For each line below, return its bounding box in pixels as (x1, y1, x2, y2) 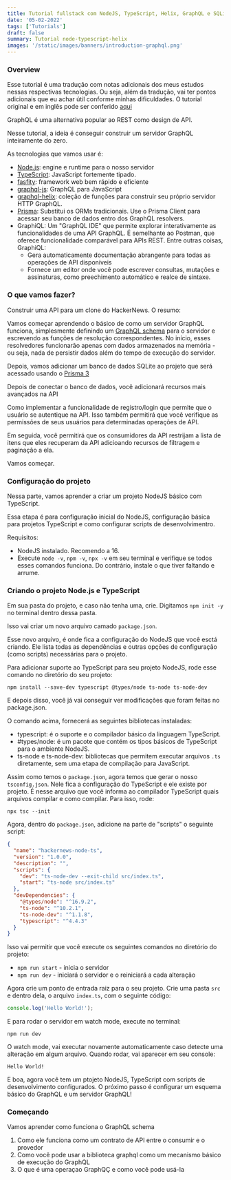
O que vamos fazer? (7, 290, 76, 300)
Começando (7, 1107, 49, 1117)
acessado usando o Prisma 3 (7, 369, 89, 377)
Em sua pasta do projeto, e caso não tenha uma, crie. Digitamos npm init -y (7, 601, 224, 610)
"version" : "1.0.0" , (13, 853, 72, 860)
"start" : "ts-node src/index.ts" (19, 879, 115, 886)
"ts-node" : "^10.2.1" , (19, 904, 85, 911)
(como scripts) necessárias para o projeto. (7, 650, 128, 659)
